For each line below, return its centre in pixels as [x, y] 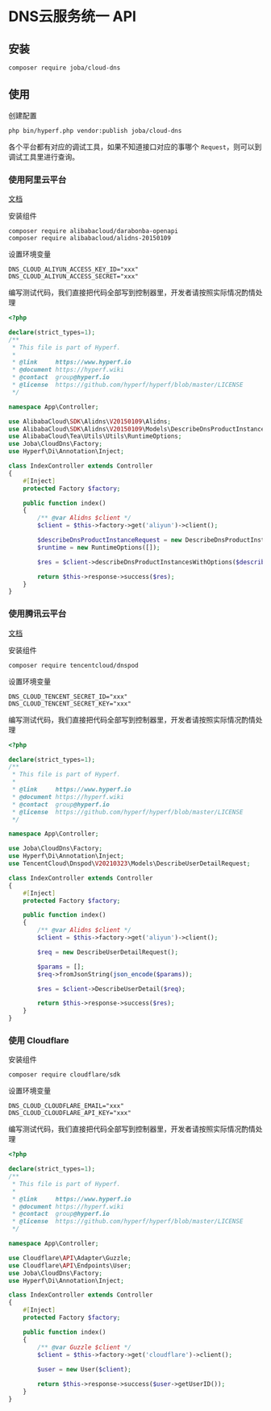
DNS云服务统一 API [73, 17]
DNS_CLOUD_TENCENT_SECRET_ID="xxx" [68, 697]
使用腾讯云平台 [38, 614]
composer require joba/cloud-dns [65, 68]
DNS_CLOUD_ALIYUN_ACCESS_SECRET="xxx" [73, 277]
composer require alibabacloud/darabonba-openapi [94, 231]
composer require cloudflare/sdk [65, 1075]
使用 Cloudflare [39, 1040]
